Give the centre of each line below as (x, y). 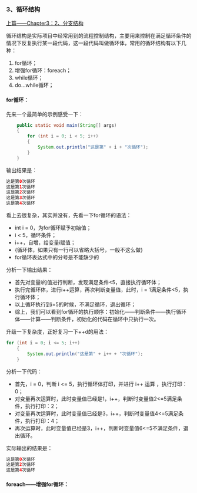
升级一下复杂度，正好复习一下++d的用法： (58, 332)
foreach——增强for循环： (38, 484)
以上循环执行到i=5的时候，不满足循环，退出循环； (75, 304)
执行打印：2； (42, 406)
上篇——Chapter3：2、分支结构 (45, 23)
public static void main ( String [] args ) (67, 125)
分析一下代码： (24, 371)
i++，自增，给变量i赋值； (45, 242)
